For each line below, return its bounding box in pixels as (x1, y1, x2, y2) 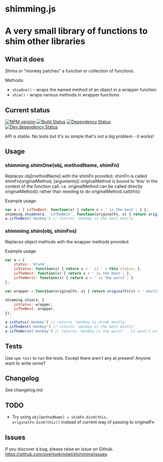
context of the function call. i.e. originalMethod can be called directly (5, 183, 143, 189)
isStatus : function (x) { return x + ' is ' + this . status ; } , (14, 267, 142, 271)
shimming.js (5, 3, 56, 15)
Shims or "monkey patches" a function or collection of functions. (5, 68, 135, 74)
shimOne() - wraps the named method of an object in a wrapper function (12, 87, 157, 93)
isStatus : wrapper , (14, 302, 53, 307)
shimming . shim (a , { (5, 297, 45, 303)
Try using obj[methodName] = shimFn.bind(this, (12, 414, 108, 420)
